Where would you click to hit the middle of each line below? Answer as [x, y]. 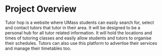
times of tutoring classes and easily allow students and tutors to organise [78, 38]
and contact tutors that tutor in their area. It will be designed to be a [73, 27]
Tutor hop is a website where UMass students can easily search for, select [80, 22]
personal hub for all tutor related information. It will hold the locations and [79, 33]
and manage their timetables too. [38, 48]
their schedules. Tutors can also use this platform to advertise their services [81, 43]
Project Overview [41, 9]
